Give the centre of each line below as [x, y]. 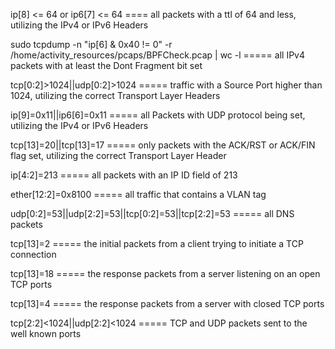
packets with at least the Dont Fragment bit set [106, 65]
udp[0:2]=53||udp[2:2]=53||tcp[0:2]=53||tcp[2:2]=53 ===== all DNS [152, 213]
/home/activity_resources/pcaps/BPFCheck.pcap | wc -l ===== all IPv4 [157, 55]
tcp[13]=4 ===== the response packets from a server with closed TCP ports [167, 303]
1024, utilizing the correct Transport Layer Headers [115, 95]
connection [33, 254]
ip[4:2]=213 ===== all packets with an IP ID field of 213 [124, 175]
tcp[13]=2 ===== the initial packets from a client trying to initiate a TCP [157, 243]
